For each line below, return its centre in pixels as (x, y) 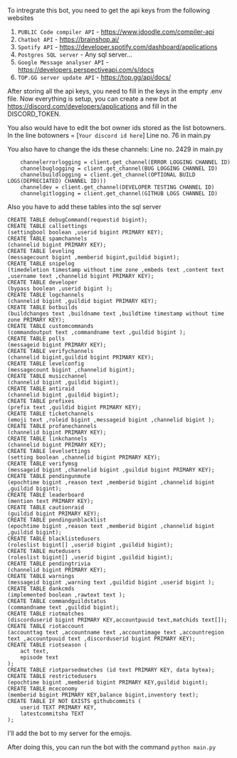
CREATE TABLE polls (36, 339)
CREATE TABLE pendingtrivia (49, 564)
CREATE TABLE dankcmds (41, 589)
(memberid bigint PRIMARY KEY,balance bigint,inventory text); (103, 695)
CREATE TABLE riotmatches (46, 614)
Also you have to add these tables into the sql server (84, 207)
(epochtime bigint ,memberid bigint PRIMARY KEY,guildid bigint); (108, 682)
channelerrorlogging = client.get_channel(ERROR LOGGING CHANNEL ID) (126, 162)
